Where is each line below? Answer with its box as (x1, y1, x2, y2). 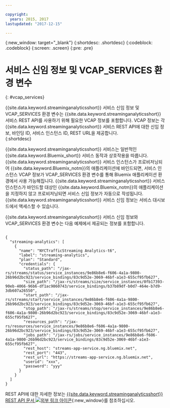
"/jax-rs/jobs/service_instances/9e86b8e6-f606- (53, 333, 158, 338)
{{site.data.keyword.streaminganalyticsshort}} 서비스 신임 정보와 (5, 214, 139, 220)
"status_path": (23, 266, 56, 271)
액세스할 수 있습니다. (18, 203, 60, 210)
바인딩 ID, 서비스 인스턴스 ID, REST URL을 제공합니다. (12, 130, 118, 136)
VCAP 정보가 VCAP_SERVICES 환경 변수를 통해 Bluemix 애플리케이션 (18, 172, 157, 178)
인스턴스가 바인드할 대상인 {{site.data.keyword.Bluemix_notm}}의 (5, 184, 138, 190)
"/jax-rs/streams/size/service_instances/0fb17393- (53, 280, 165, 285)
